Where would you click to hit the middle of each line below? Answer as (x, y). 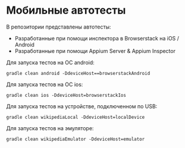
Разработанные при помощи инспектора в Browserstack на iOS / (97, 38)
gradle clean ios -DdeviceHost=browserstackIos (66, 95)
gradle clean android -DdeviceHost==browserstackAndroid (78, 73)
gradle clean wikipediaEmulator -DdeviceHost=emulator (76, 139)
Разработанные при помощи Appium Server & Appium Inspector (95, 51)
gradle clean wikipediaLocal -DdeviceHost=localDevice (76, 117)
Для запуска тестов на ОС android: (51, 62)
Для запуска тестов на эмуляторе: (50, 128)
